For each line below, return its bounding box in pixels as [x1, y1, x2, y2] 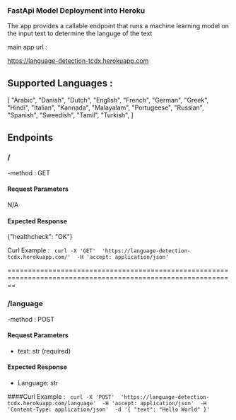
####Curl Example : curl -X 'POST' [7, 392, 115, 401]
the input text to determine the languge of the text [7, 29, 153, 37]
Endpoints [7, 132, 54, 144]
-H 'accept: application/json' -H [102, 399, 207, 407]
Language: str [17, 378, 59, 387]
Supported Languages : [7, 77, 113, 89]
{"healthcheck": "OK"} [7, 233, 73, 241]
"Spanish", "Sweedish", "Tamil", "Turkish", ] [7, 111, 134, 119]
